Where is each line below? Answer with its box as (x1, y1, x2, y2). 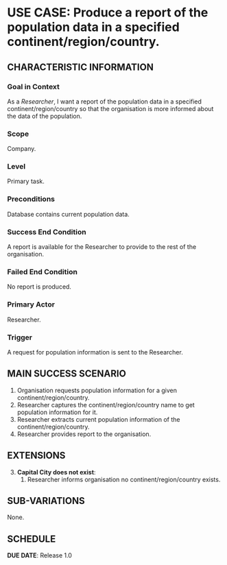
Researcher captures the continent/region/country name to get (16, 400, 195, 409)
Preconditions (7, 194, 56, 204)
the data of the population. (7, 112, 82, 120)
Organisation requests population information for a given (16, 386, 177, 394)
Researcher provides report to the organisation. (16, 430, 152, 438)
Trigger (7, 333, 33, 342)
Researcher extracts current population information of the (16, 415, 180, 423)
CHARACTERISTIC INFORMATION (7, 61, 154, 73)
